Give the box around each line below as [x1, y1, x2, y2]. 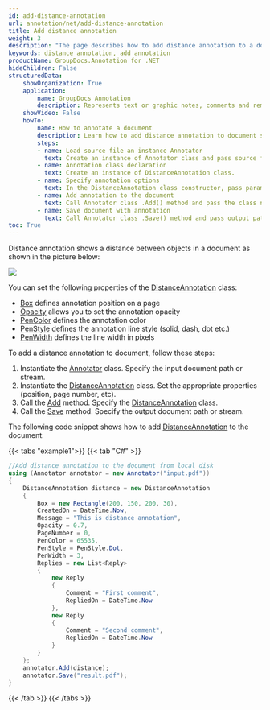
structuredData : [8, 72, 63, 80]
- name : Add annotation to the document [37, 191, 174, 200]
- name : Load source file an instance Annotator [37, 147, 203, 155]
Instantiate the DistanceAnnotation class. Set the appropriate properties [19, 381, 257, 390]
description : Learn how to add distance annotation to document [37, 131, 257, 139]
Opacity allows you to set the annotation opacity [19, 307, 181, 316]
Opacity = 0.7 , [37, 522, 88, 530]
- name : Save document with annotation [37, 206, 171, 214]
